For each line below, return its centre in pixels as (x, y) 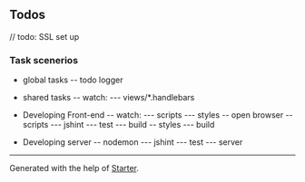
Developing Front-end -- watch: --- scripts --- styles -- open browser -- (157, 115)
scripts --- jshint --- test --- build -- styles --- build (118, 125)
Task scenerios (44, 60)
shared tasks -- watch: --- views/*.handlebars (108, 98)
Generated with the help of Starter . (74, 168)
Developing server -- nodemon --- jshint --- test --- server (133, 142)
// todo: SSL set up (44, 36)
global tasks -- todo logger (73, 80)
